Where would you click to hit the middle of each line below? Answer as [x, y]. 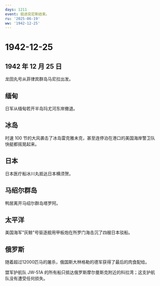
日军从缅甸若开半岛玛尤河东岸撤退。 [41, 109]
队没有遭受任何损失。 [26, 279]
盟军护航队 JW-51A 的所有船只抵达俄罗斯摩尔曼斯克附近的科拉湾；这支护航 [80, 272]
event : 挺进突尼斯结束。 [27, 14]
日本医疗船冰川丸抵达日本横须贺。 [39, 173]
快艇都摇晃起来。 [22, 144]
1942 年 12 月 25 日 [34, 66]
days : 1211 [16, 10]
